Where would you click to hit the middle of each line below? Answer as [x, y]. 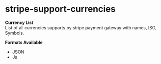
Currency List [19, 22]
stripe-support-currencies [60, 9]
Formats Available [24, 42]
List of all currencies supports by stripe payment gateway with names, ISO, [81, 27]
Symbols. [14, 33]
